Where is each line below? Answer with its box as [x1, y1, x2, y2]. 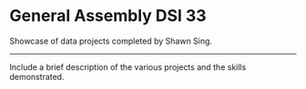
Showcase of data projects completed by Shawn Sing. [9, 35, 212, 46]
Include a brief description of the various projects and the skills [9, 61, 247, 73]
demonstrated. [9, 71, 65, 82]
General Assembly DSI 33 [9, 5, 207, 26]
